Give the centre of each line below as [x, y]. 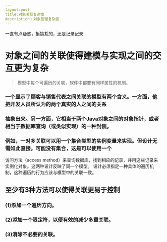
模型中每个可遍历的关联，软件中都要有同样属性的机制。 [74, 83]
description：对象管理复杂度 [32, 19]
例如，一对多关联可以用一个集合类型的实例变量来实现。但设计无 [81, 141]
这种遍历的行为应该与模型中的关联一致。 [55, 172]
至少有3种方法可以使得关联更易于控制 [63, 190]
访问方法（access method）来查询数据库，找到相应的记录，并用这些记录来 [82, 160]
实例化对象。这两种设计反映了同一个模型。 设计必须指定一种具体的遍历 [77, 166]
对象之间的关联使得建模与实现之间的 [79, 56]
